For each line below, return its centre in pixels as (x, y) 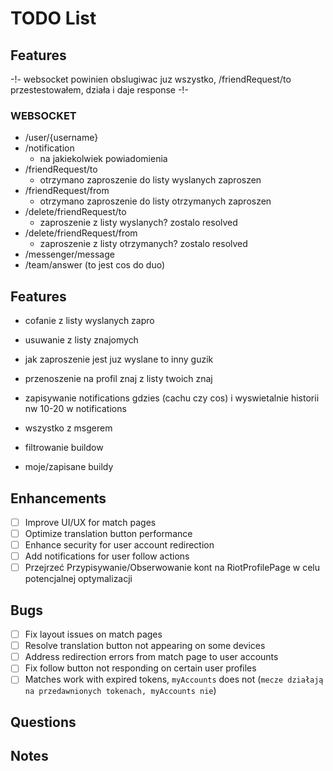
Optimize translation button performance (108, 533)
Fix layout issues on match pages (93, 634)
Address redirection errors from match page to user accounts (151, 657)
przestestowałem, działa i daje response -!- (99, 90)
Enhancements (58, 498)
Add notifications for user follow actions (107, 556)
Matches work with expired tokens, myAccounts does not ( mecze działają (174, 679)
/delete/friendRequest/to (75, 212)
